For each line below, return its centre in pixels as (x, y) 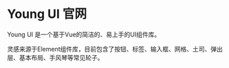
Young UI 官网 (47, 14)
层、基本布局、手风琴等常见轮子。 (55, 57)
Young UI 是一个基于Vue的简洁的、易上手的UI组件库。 (84, 34)
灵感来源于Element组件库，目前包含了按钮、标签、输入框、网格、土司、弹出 (115, 49)
